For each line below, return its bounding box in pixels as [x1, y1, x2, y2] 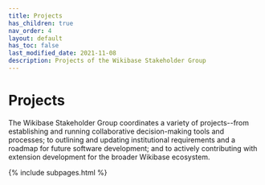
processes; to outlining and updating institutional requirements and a [8, 134, 235, 145]
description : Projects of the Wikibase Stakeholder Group [8, 57, 206, 65]
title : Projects [8, 11, 63, 20]
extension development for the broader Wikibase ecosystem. [8, 152, 210, 162]
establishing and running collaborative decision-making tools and [8, 126, 225, 136]
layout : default [8, 34, 63, 43]
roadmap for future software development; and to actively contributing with [8, 143, 258, 153]
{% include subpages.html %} [8, 167, 108, 177]
